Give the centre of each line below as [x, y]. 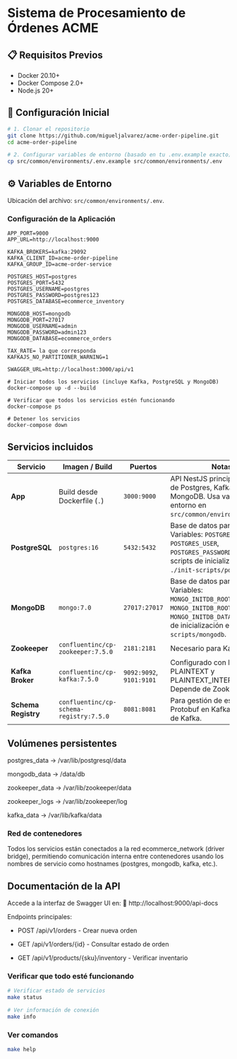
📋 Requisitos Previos [55, 55]
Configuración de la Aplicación [61, 218]
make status [25, 997]
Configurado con [199, 662]
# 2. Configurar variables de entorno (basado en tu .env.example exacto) [120, 155]
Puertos [143, 467]
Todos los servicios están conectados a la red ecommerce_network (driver [116, 849]
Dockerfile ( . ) [81, 501]
